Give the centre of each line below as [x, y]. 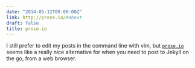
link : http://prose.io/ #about [44, 17]
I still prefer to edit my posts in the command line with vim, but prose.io [95, 46]
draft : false [23, 23]
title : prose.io [27, 29]
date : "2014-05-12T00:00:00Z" [44, 12]
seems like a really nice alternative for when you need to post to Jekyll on [97, 52]
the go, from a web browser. [41, 58]
